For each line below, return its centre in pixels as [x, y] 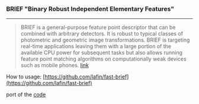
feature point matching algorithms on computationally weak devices [103, 59]
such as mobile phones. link [54, 65]
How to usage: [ [26, 77]
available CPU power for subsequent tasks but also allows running [101, 53]
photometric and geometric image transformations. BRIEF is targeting [105, 40]
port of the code [26, 94]
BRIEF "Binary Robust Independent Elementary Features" [90, 9]
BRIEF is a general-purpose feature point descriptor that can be [98, 27]
